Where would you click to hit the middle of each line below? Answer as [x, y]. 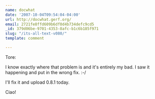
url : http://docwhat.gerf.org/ [38, 19]
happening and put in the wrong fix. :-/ [46, 72]
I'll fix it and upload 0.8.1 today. [37, 82]
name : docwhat [20, 10]
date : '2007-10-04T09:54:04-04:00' [43, 15]
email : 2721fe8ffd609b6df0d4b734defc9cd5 [50, 24]
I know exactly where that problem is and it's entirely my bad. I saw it [77, 67]
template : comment [25, 39]
